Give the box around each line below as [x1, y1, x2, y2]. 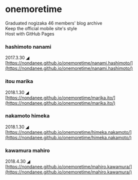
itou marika [5, 78, 33, 85]
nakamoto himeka [5, 112, 50, 119]
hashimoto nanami [5, 43, 51, 50]
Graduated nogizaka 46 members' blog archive [5, 20, 102, 26]
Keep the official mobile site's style [5, 25, 77, 31]
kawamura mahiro [5, 147, 50, 154]
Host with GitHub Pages [5, 31, 54, 37]
